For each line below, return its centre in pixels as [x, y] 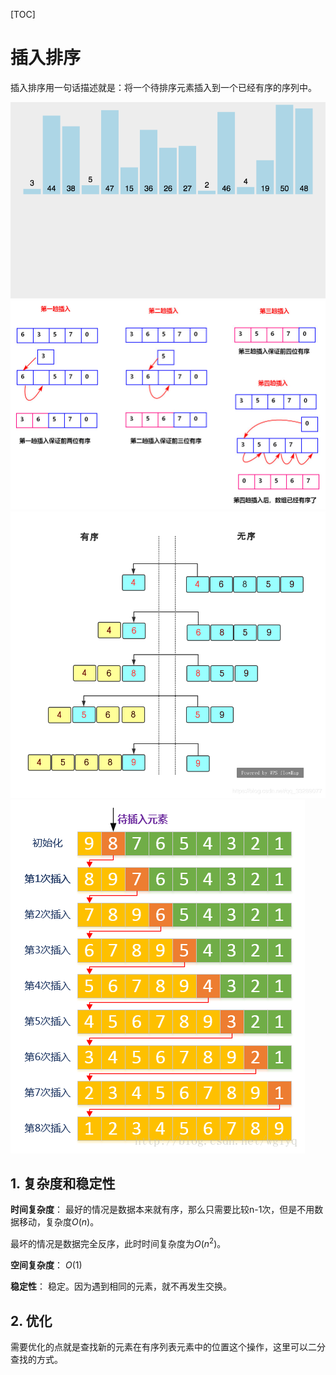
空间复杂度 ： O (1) [46, 1265]
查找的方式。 [36, 1359]
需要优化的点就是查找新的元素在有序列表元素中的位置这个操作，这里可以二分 [168, 1346]
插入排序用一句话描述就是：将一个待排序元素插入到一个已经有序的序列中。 [163, 87]
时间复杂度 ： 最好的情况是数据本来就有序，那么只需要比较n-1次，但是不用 [162, 1210]
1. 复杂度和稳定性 [63, 1184]
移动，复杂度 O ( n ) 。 [59, 1222]
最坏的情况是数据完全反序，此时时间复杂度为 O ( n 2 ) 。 [118, 1243]
